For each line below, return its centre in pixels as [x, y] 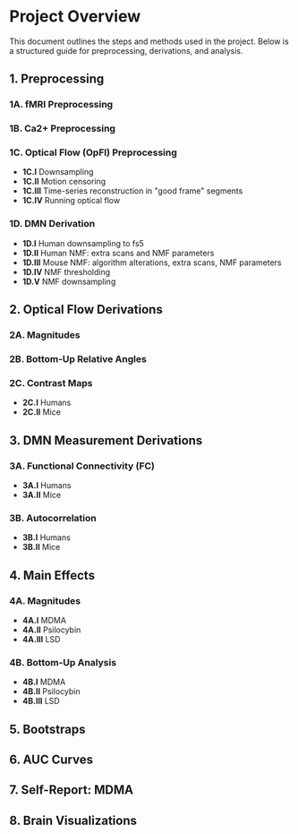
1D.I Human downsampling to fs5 [83, 243]
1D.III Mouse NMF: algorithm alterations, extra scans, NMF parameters [152, 262]
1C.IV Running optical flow [71, 201]
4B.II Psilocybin [51, 692]
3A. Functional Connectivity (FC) [82, 466]
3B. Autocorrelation [53, 518]
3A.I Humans [47, 485]
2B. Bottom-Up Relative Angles [78, 359]
